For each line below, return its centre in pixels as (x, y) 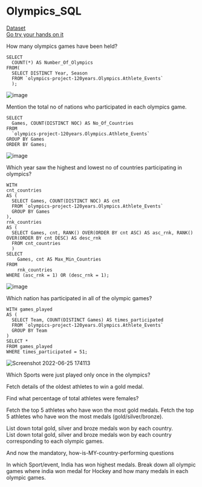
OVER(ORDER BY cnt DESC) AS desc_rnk (54, 238)
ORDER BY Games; (27, 144)
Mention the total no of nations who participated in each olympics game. (96, 107)
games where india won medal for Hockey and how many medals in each (97, 471)
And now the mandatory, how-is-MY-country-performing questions (90, 452)
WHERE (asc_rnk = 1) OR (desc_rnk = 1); (58, 275)
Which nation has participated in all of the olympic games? (79, 298)
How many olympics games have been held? (62, 46)
